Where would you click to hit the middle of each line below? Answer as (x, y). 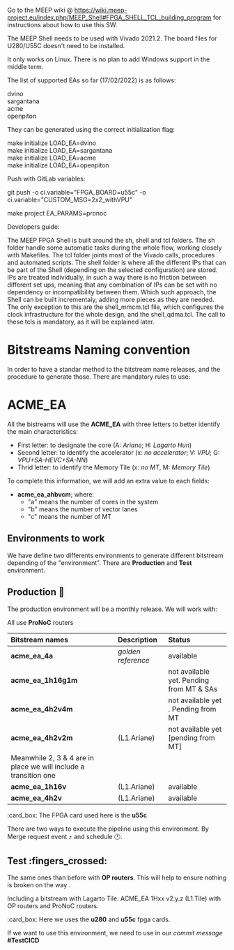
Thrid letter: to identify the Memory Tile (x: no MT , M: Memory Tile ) (114, 467)
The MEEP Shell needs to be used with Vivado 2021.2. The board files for (112, 38)
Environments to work (56, 539)
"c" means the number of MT (70, 516)
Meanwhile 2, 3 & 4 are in (52, 757)
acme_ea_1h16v (39, 786)
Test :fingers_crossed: (57, 861)
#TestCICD (23, 940)
